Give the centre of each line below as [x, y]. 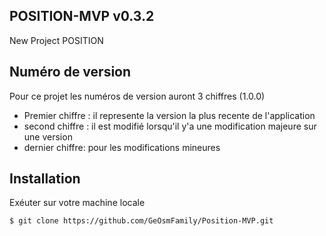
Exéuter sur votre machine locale [77, 203]
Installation [45, 179]
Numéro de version [70, 72]
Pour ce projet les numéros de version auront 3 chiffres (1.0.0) [137, 96]
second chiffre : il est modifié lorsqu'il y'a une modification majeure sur [170, 126]
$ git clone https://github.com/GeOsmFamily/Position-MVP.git [141, 221]
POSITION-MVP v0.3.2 [82, 16]
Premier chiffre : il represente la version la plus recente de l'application [169, 115]
